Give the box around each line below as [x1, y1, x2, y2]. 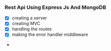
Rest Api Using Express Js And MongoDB [4, 4, 107, 11]
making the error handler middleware [11, 31, 88, 38]
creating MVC [11, 21, 40, 26]
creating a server [11, 15, 47, 21]
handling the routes [11, 26, 52, 32]
